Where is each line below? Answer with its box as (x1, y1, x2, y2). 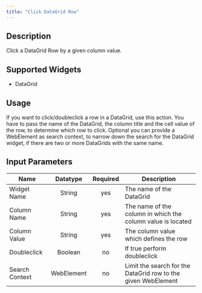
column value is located (124, 217, 192, 226)
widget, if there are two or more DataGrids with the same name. (6, 140, 164, 147)
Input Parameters (6, 157, 73, 167)
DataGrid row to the (124, 269, 180, 277)
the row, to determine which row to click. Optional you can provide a (6, 127, 176, 134)
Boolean (57, 248, 81, 256)
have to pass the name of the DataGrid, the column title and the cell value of (6, 120, 195, 128)
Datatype (55, 174, 83, 183)
